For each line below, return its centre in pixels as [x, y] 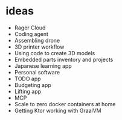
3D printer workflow [39, 47]
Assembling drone [37, 40]
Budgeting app [33, 85]
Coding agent [31, 34]
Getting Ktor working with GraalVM [58, 110]
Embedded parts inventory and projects [64, 59]
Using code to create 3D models [55, 53]
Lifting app [28, 91]
